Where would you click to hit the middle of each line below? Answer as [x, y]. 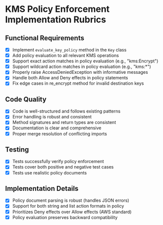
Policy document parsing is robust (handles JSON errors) [71, 200]
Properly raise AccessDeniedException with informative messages [80, 72]
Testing [17, 149]
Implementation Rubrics [56, 20]
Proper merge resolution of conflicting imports [60, 134]
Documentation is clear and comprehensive [57, 128]
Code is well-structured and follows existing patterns [66, 111]
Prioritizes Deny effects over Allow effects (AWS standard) [72, 212]
